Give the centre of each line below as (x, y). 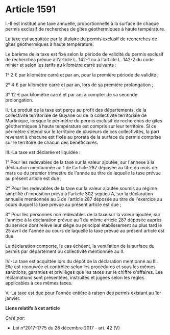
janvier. (13, 298)
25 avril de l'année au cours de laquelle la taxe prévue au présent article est (85, 230)
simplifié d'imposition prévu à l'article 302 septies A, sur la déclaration (79, 194)
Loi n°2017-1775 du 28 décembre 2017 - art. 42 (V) (66, 328)
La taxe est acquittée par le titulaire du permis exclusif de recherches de (81, 39)
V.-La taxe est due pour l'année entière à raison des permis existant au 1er (83, 293)
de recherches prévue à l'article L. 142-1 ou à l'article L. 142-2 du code (80, 59)
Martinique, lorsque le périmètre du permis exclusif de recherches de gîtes (84, 120)
